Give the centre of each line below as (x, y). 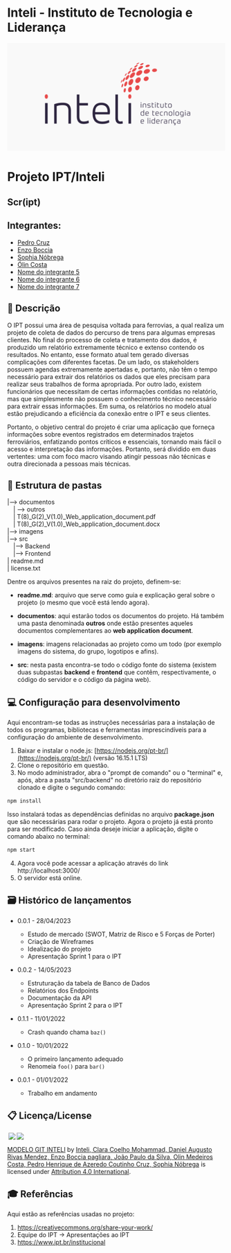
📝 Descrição (34, 309)
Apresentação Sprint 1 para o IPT (75, 956)
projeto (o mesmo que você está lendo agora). (83, 603)
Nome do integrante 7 (48, 286)
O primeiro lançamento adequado (75, 1059)
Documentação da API (59, 998)
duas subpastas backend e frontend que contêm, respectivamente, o (117, 672)
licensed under (28, 1171)
